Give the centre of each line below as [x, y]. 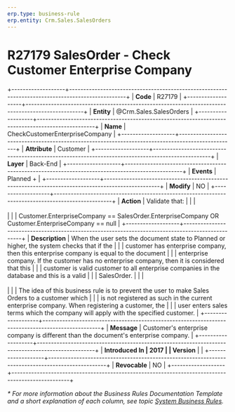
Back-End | [45, 164]
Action [132, 201]
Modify [180, 186]
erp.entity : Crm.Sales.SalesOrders [59, 20]
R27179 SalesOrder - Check [89, 55]
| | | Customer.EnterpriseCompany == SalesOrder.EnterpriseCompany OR [113, 216]
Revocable [131, 365]
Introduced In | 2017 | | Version [150, 350]
